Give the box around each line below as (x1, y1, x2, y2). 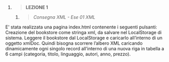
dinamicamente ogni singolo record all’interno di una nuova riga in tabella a (5, 46, 164, 51)
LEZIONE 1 (25, 5, 48, 10)
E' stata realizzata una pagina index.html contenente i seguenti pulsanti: (5, 24, 158, 30)
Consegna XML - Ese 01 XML (33, 14, 96, 20)
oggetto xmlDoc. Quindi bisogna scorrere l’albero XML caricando (5, 40, 143, 46)
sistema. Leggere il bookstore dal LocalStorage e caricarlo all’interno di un (5, 35, 163, 41)
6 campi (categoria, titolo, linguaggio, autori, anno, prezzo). (5, 51, 131, 57)
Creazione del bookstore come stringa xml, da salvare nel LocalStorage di (5, 29, 162, 35)
